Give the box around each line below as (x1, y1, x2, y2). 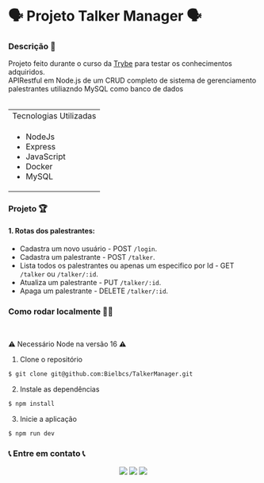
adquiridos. (8, 68, 45, 77)
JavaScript (25, 151, 66, 162)
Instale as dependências (19, 384, 100, 394)
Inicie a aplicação (19, 414, 78, 423)
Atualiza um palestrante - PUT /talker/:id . (19, 277, 162, 287)
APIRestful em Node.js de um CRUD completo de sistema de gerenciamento (8, 75, 257, 85)
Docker (25, 161, 53, 172)
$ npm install (8, 400, 55, 408)
